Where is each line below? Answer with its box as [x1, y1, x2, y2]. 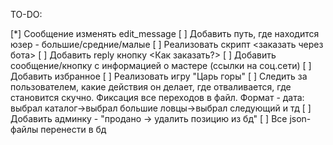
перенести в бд [40, 124, 107, 135]
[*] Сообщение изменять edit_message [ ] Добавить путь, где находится [10, 28, 320, 39]
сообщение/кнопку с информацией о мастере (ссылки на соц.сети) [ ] [10, 60, 312, 71]
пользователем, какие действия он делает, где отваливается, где [10, 81, 292, 93]
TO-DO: [10, 9, 43, 20]
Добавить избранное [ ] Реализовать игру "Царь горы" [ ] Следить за [10, 70, 308, 82]
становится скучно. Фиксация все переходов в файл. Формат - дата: [10, 92, 305, 103]
